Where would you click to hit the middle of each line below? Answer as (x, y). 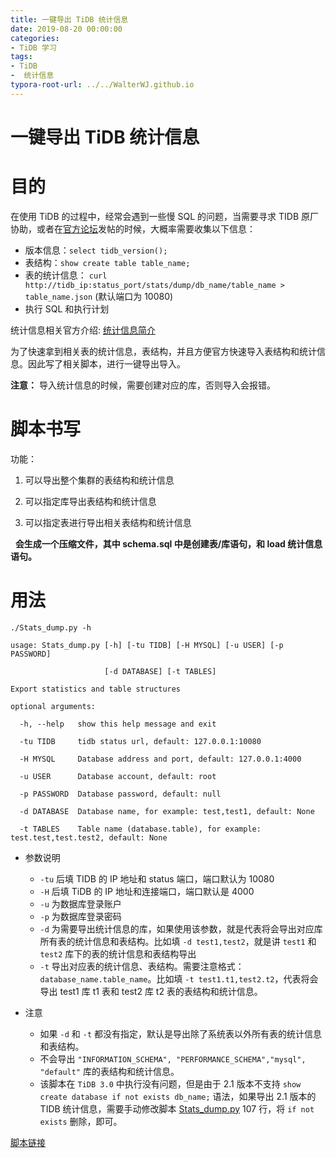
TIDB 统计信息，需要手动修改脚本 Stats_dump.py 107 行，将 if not (177, 1108)
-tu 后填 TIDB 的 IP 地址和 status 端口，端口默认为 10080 (157, 878)
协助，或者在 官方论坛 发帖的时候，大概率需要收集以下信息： (133, 228)
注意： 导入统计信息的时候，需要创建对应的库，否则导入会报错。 (143, 385)
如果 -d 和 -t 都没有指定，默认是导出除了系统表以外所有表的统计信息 (180, 1033)
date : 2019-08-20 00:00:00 (66, 29)
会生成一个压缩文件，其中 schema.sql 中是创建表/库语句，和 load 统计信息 (168, 543)
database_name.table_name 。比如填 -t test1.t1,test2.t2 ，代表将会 (179, 978)
